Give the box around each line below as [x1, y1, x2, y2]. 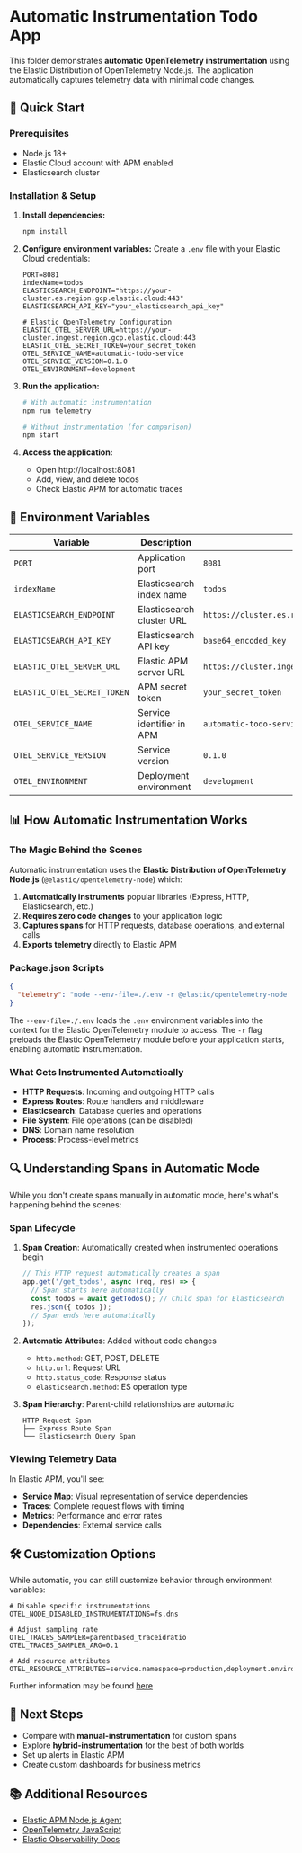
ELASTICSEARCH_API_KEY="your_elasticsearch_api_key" [22, 301, 225, 311]
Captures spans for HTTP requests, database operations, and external [22, 920, 285, 931]
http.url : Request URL [35, 1362, 121, 1373]
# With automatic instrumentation [22, 397, 152, 406]
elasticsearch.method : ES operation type [35, 1382, 188, 1393]
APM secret [138, 681, 187, 693]
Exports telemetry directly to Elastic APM [22, 939, 177, 949]
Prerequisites [9, 128, 69, 140]
